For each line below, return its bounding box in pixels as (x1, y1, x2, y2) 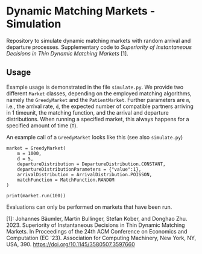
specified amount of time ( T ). (6, 122, 78, 129)
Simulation (6, 17, 62, 31)
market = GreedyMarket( (6, 145, 66, 151)
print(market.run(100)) (6, 192, 66, 198)
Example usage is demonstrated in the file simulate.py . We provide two (6, 83, 184, 90)
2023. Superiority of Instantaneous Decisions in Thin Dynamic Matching (6, 221, 185, 229)
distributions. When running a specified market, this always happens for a (6, 115, 189, 122)
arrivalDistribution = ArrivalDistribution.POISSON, (17, 171, 153, 177)
